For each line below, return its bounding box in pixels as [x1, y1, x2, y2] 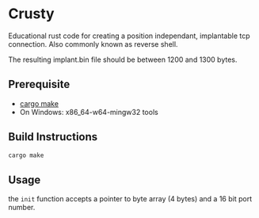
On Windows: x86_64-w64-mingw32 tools [19, 107, 158, 117]
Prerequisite [8, 78, 70, 91]
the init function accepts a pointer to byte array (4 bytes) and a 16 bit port [8, 194, 252, 204]
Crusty [8, 5, 55, 23]
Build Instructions [8, 130, 98, 143]
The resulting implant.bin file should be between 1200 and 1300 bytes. [8, 55, 238, 64]
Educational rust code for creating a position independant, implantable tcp [8, 31, 251, 40]
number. [8, 203, 36, 212]
